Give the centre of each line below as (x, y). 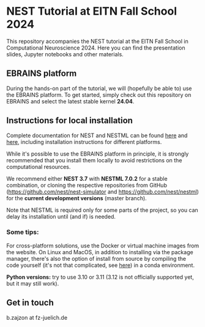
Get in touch (30, 303)
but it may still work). (33, 284)
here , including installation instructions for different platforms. (84, 141)
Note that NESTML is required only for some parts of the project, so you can (102, 210)
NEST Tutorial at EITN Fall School (92, 11)
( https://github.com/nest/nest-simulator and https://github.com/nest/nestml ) (102, 192)
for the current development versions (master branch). (76, 198)
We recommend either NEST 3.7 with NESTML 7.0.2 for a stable (87, 178)
